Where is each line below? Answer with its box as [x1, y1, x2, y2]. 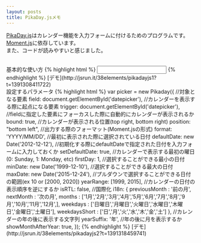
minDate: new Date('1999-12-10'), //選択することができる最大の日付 [6, 163, 173, 170]
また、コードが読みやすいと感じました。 [6, 46, 104, 54]
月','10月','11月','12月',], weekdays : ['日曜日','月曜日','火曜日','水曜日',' [6, 200, 173, 208]
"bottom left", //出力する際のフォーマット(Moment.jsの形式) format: [6, 125, 173, 133]
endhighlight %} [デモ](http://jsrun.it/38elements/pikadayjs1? [6, 74, 157, 81]
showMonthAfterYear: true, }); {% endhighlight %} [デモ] [6, 223, 146, 230]
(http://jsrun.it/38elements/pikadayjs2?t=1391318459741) [6, 229, 147, 237]
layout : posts [6, 8, 42, 15]
